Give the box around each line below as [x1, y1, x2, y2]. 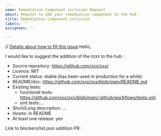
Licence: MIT [12, 68, 40, 74]
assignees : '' [5, 26, 35, 31]
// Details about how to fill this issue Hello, [5, 44, 91, 50]
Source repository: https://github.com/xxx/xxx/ [12, 63, 109, 69]
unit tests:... [19, 100, 44, 106]
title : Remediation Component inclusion [5, 16, 90, 21]
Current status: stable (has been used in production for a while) [12, 73, 143, 79]
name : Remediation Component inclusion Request [5, 7, 106, 12]
